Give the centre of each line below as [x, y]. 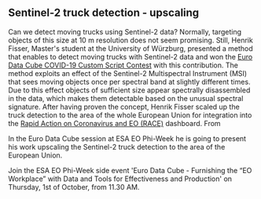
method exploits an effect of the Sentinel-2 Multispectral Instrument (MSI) [128, 73]
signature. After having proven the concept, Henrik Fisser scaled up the [124, 107]
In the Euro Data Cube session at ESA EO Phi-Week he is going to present [127, 138]
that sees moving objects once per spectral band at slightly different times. [129, 81]
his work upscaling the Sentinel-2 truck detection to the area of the [117, 147]
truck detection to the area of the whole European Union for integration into [130, 115]
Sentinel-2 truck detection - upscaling [104, 13]
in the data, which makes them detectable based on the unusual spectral [126, 98]
